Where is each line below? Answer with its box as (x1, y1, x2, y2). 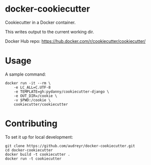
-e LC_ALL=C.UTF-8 (14, 85, 51, 90)
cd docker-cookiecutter (5, 148, 53, 152)
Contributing (5, 118, 58, 129)
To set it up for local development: (5, 134, 74, 140)
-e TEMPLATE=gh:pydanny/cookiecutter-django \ (14, 89, 109, 94)
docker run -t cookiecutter (5, 156, 62, 161)
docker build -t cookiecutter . (5, 152, 70, 157)
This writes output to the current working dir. (5, 29, 94, 34)
